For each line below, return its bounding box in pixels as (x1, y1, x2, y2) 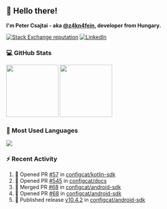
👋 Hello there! (6, 6, 58, 16)
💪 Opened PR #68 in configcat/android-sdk (14, 189, 122, 197)
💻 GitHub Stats (6, 48, 52, 57)
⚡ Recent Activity (6, 155, 58, 163)
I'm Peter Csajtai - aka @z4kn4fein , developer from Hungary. (6, 21, 162, 29)
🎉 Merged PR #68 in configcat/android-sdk (14, 183, 121, 190)
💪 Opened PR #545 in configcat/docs (14, 177, 107, 184)
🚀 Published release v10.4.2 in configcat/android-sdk (14, 196, 146, 203)
